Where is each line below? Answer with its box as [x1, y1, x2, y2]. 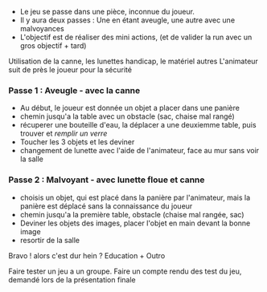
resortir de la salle [19, 235, 80, 245]
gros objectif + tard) [19, 41, 87, 51]
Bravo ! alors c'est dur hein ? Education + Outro [8, 250, 166, 260]
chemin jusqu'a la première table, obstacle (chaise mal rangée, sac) [19, 209, 244, 219]
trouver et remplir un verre [19, 128, 108, 139]
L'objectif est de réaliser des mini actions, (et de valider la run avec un [19, 32, 253, 42]
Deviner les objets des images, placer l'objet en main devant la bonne [19, 218, 251, 228]
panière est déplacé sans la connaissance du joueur [19, 201, 193, 211]
